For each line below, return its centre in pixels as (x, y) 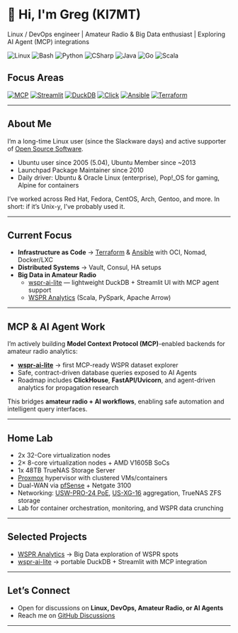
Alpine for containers (48, 185)
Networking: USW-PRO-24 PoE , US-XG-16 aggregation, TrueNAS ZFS (119, 493)
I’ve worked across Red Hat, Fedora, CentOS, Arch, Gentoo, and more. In (114, 199)
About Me (29, 124)
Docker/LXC (35, 260)
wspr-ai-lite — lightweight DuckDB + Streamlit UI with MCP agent (124, 283)
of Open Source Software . (45, 148)
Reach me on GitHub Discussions (66, 615)
